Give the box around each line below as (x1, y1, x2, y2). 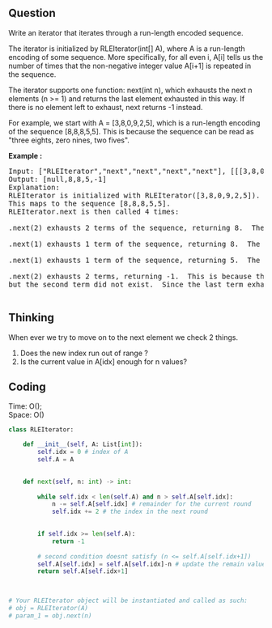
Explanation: (8, 182, 61, 192)
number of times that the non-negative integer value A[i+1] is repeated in (8, 61, 252, 70)
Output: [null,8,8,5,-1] (8, 174, 107, 184)
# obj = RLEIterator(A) (8, 605, 89, 613)
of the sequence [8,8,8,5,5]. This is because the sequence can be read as (8, 126, 254, 136)
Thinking (8, 311, 55, 325)
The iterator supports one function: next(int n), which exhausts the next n (8, 85, 253, 95)
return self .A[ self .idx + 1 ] (37, 567, 129, 575)
